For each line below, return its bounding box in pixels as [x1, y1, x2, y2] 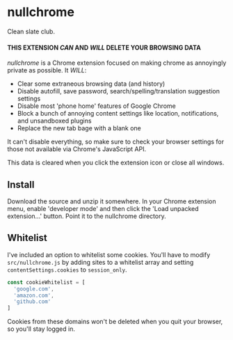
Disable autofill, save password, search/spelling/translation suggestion [17, 87, 220, 95]
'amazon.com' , [13, 292, 54, 299]
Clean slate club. [7, 27, 56, 36]
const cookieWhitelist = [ [7, 279, 86, 286]
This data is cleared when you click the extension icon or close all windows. [7, 158, 225, 167]
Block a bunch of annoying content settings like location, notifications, [17, 109, 219, 118]
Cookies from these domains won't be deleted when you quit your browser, [7, 318, 223, 326]
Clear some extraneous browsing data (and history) [17, 79, 166, 88]
